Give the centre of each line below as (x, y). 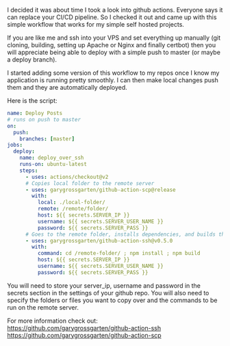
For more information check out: (52, 321)
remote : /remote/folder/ (73, 209)
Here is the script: (32, 101)
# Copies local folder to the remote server (90, 183)
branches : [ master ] (47, 139)
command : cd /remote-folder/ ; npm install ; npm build (119, 254)
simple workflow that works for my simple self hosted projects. (96, 24)
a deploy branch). (32, 60)
